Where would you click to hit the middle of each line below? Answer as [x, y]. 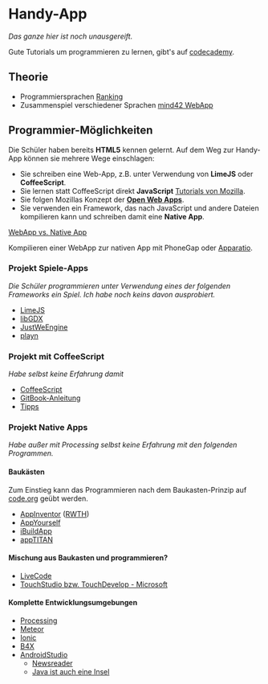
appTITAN [37, 539]
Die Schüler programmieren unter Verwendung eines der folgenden [120, 285]
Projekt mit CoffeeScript [57, 356]
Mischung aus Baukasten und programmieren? [88, 558]
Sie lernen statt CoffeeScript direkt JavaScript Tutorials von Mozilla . [133, 190]
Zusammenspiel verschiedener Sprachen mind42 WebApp [117, 104]
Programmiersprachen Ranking [71, 96]
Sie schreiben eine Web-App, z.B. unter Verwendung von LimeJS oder [136, 174]
